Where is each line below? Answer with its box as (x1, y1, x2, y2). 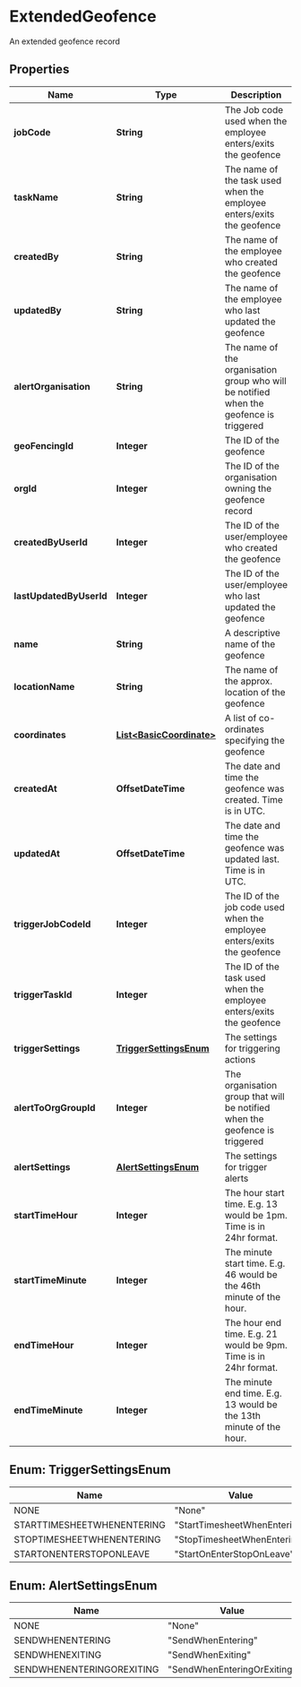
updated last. (224, 853, 280, 865)
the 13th (224, 1409, 262, 1422)
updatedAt (13, 847, 61, 859)
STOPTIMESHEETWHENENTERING (13, 1533, 161, 1545)
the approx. (224, 675, 273, 687)
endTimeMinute (13, 1404, 83, 1416)
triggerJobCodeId (13, 917, 91, 930)
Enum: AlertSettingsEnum (9, 1578, 158, 1593)
